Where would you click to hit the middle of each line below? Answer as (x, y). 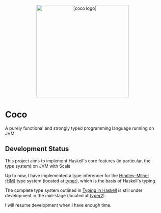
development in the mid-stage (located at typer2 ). (56, 195)
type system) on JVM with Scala (38, 166)
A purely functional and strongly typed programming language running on (80, 128)
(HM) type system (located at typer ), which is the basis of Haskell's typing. (81, 181)
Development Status (37, 149)
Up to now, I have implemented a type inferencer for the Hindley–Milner (77, 175)
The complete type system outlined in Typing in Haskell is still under (74, 190)
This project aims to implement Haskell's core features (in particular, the (78, 161)
